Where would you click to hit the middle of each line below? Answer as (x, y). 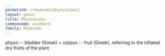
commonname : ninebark (28, 24)
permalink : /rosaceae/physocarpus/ (43, 10)
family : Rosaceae (23, 28)
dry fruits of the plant (27, 48)
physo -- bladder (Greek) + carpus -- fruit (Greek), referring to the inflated (82, 42)
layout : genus (20, 14)
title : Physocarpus (26, 19)
